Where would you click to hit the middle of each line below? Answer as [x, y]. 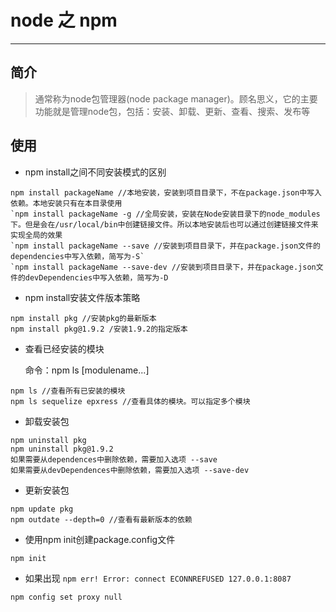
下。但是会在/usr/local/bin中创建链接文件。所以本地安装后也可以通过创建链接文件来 [164, 224]
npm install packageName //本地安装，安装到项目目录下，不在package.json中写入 [166, 192]
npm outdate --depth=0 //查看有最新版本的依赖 [101, 519]
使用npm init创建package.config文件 [100, 539]
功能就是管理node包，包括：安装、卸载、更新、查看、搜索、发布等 [172, 111]
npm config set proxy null [66, 597]
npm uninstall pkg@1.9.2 [62, 449]
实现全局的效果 [36, 235]
